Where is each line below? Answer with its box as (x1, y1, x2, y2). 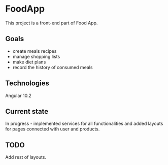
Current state (5, 107, 49, 116)
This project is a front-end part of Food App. (5, 20, 98, 26)
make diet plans (12, 59, 46, 65)
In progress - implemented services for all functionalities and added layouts (5, 120, 163, 127)
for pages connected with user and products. (5, 126, 100, 132)
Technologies (5, 79, 50, 88)
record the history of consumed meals (12, 64, 93, 70)
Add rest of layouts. (5, 154, 47, 160)
